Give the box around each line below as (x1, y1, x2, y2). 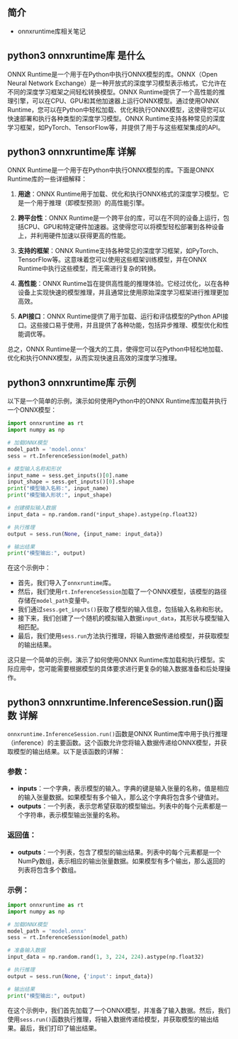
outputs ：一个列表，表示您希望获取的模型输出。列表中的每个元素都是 (17, 802, 222, 811)
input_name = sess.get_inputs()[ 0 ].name (7, 472, 129, 479)
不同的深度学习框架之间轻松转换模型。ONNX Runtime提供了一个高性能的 (7, 87, 220, 96)
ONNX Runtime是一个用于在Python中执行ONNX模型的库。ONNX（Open (7, 70, 218, 78)
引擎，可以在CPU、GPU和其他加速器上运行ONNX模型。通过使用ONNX (13, 96, 220, 105)
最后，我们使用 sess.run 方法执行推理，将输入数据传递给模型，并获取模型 (17, 632, 230, 640)
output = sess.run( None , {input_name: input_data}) (7, 530, 163, 538)
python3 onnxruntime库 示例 (7, 377, 137, 389)
